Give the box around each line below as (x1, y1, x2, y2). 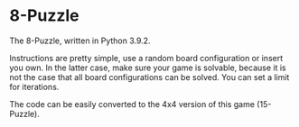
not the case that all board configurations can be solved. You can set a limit (9, 71, 290, 82)
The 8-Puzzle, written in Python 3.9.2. (9, 35, 151, 46)
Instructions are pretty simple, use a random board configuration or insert (9, 52, 284, 63)
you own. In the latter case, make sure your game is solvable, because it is (9, 62, 286, 73)
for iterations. (9, 81, 60, 92)
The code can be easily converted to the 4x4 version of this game (9, 98, 256, 109)
